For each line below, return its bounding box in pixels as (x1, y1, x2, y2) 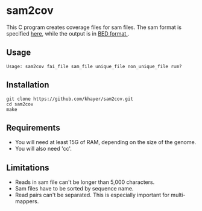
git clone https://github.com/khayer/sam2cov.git (6, 96, 134, 102)
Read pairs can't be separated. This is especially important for (14, 191, 170, 199)
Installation (6, 80, 49, 90)
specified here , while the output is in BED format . (6, 30, 130, 37)
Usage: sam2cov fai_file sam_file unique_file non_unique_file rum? (6, 63, 182, 69)
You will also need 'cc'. (14, 145, 72, 153)
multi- (171, 191, 186, 199)
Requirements (6, 122, 60, 133)
